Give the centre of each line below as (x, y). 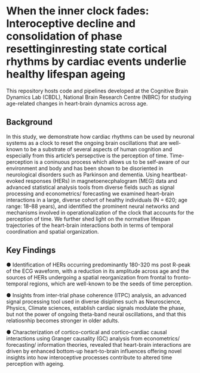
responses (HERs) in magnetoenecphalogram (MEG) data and (101, 181)
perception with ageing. (35, 363)
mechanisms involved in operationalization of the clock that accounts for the (100, 212)
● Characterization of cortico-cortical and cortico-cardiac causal (87, 332)
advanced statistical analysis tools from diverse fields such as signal (90, 187)
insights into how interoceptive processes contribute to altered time (89, 357)
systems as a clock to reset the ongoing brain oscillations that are (87, 143)
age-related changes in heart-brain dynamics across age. (77, 103)
